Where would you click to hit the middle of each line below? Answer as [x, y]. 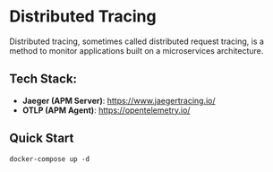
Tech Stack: [43, 79]
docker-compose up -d [50, 159]
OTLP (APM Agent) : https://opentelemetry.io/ [106, 110]
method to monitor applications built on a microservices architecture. [136, 50]
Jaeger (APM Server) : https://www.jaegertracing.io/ [119, 100]
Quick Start [42, 138]
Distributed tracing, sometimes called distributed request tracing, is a [136, 41]
